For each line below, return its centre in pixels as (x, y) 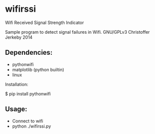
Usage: (16, 109)
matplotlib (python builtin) (38, 69)
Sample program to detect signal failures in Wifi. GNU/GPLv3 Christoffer (77, 32)
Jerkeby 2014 (19, 37)
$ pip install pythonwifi (28, 93)
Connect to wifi (27, 121)
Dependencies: (29, 53)
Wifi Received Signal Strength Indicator (44, 22)
